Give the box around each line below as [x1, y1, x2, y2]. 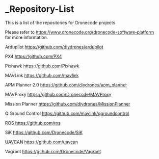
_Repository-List [5, 3, 75, 15]
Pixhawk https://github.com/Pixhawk [5, 63, 79, 69]
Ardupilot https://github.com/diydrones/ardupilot [5, 44, 104, 50]
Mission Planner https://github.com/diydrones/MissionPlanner [5, 101, 131, 106]
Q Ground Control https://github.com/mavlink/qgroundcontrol [5, 110, 130, 116]
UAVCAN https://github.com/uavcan [5, 139, 78, 145]
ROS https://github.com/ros [5, 120, 61, 126]
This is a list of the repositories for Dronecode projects [5, 20, 115, 26]
